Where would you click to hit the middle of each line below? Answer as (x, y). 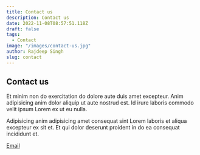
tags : (13, 35)
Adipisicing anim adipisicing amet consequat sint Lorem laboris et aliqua (97, 121)
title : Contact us (29, 12)
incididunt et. (23, 134)
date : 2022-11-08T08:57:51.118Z (47, 23)
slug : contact (24, 57)
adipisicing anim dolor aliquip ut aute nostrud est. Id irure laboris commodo (100, 103)
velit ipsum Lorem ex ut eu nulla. (47, 109)
